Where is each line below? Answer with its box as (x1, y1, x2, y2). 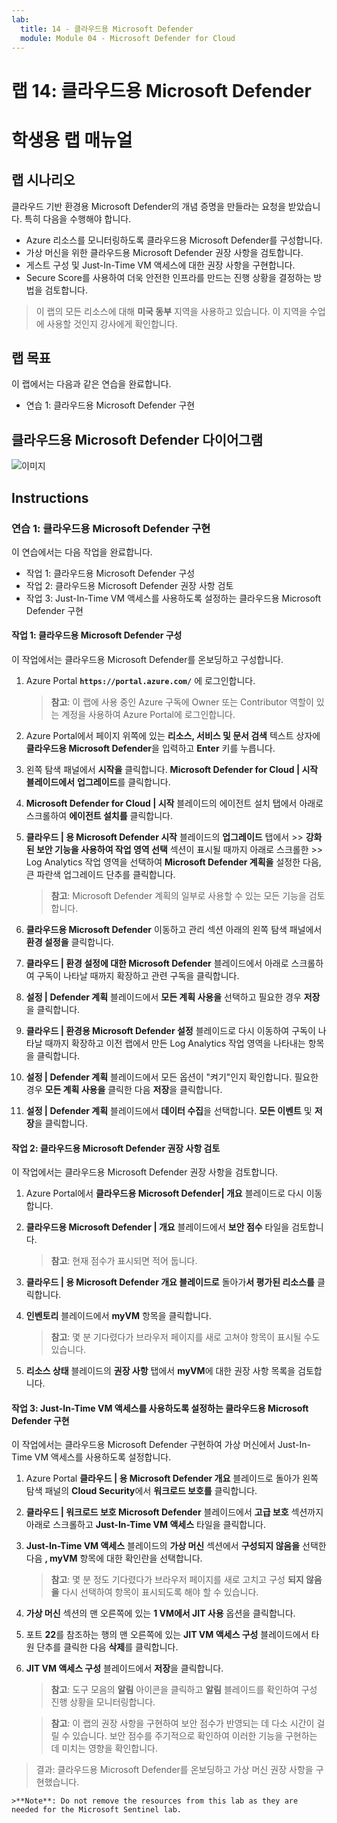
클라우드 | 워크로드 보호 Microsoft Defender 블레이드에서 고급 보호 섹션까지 (25, 1506, 324, 1518)
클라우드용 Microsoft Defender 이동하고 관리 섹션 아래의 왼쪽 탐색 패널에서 (25, 924, 323, 936)
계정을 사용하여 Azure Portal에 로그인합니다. (61, 709, 236, 721)
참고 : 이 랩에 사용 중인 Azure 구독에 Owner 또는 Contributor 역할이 (50, 696, 314, 708)
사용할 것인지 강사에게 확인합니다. (46, 317, 178, 330)
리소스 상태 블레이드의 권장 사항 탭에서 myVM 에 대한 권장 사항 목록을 (25, 1365, 296, 1377)
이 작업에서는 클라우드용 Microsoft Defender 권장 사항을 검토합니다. (11, 1166, 279, 1178)
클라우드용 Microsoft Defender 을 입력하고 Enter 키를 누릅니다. (25, 742, 276, 755)
